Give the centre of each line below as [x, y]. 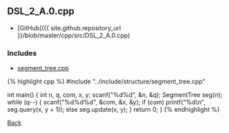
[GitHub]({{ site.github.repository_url [69, 28]
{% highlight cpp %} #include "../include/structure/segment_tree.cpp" [106, 81]
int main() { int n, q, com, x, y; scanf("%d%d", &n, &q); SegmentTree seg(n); [115, 95]
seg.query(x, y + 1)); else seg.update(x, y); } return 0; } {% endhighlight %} [113, 110]
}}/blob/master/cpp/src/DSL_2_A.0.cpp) [73, 35]
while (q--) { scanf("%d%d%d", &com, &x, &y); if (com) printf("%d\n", [106, 102]
